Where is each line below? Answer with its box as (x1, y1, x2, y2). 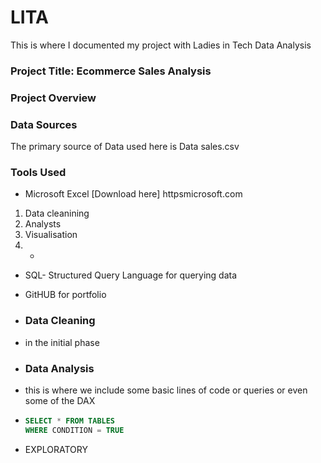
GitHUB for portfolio (24, 289, 107, 301)
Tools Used (10, 166, 67, 179)
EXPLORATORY (24, 443, 88, 455)
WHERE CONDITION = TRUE (24, 425, 125, 435)
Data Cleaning (24, 314, 96, 328)
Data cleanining (24, 207, 90, 220)
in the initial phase (24, 336, 100, 348)
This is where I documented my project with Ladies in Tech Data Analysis (10, 39, 312, 51)
